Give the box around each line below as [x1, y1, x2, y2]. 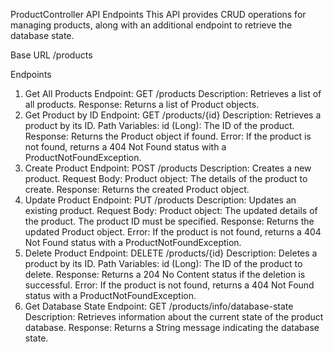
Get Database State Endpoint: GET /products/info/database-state [24, 300, 294, 312]
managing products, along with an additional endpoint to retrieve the [10, 19, 293, 31]
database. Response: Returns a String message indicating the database [24, 322, 320, 333]
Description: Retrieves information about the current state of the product [24, 311, 324, 323]
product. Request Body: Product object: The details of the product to [24, 173, 308, 184]
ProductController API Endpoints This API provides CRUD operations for [10, 9, 307, 20]
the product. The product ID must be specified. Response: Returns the [24, 215, 315, 227]
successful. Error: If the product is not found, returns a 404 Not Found [24, 279, 315, 291]
